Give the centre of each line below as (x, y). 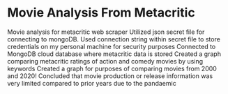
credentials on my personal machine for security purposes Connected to (112, 46)
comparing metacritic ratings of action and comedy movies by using (105, 61)
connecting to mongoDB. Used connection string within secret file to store (114, 39)
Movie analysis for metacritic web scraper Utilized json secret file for (106, 32)
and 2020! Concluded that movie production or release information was (110, 76)
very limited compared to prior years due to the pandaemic (92, 83)
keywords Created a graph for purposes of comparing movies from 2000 (112, 68)
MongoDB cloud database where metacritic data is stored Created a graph (114, 54)
